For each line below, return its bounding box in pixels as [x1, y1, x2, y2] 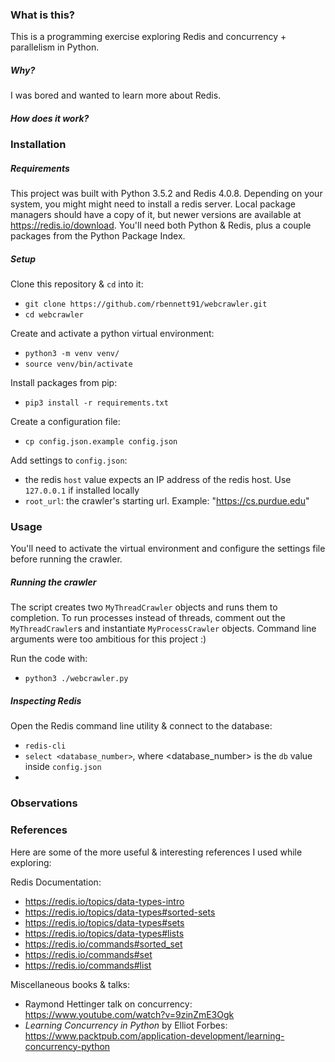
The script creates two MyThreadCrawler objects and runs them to [10, 601, 278, 613]
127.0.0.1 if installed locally [24, 484, 140, 497]
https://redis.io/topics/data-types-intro [24, 895, 185, 907]
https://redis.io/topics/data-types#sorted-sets [24, 906, 216, 918]
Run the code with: [10, 653, 88, 665]
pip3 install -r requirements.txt [24, 398, 169, 408]
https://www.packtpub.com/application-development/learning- [24, 1029, 285, 1042]
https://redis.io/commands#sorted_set [24, 938, 183, 950]
